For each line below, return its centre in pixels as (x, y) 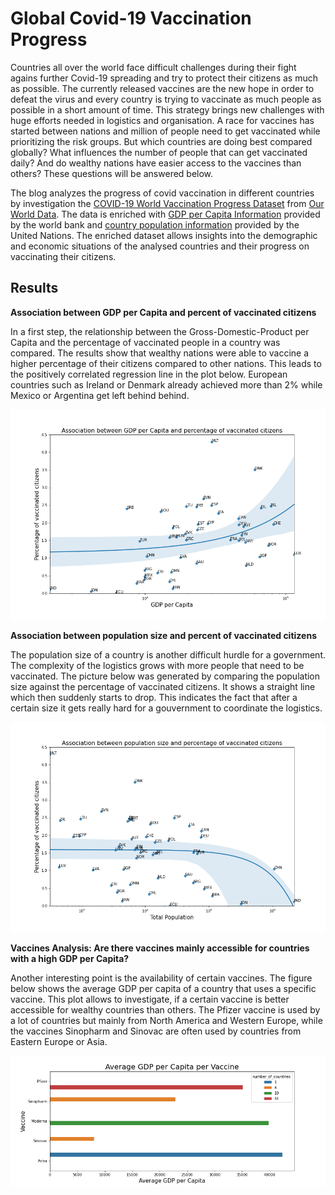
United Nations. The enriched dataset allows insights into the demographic (164, 235)
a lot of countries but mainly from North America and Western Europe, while (166, 1020)
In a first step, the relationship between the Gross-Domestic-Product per (160, 331)
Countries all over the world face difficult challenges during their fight (153, 67)
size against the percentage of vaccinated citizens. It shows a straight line (163, 686)
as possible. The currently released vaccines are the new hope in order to (162, 88)
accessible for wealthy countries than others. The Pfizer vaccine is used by (165, 1009)
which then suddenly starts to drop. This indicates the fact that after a (154, 697)
